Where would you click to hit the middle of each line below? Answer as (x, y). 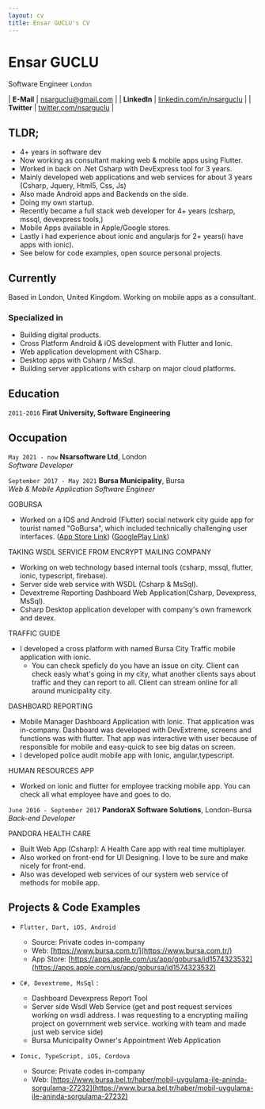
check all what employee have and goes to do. (95, 794)
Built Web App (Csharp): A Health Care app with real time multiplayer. (133, 849)
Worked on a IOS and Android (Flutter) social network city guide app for (137, 520)
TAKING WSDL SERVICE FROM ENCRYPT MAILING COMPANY (110, 551)
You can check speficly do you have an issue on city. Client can (135, 665)
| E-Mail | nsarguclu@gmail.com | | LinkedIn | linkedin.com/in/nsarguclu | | (130, 99)
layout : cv (26, 15)
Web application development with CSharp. (90, 352)
